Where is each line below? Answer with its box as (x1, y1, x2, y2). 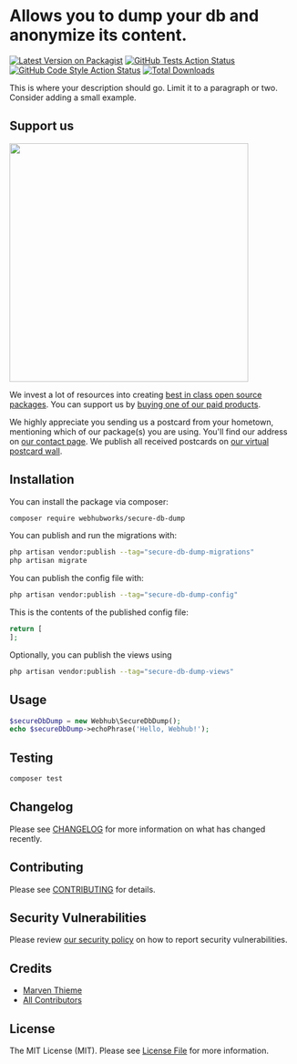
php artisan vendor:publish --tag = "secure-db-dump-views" (9, 667, 234, 676)
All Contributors (22, 995, 82, 1006)
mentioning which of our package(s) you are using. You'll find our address (9, 425, 288, 437)
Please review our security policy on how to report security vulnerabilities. (9, 935, 288, 946)
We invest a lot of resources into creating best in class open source (9, 389, 262, 400)
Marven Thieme (22, 985, 83, 996)
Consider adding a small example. (9, 92, 137, 103)
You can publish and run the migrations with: (9, 530, 178, 541)
